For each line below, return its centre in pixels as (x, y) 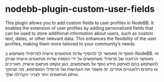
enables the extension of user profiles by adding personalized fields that (79, 28)
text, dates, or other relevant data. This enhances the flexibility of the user (81, 39)
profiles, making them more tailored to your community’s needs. (71, 43)
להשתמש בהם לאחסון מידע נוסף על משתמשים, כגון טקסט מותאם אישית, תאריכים (82, 64)
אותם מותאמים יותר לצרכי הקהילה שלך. (42, 74)
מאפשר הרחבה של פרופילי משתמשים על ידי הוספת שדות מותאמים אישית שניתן (79, 58)
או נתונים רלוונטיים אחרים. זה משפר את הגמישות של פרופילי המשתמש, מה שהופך (82, 69)
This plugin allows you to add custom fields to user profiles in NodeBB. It (80, 23)
